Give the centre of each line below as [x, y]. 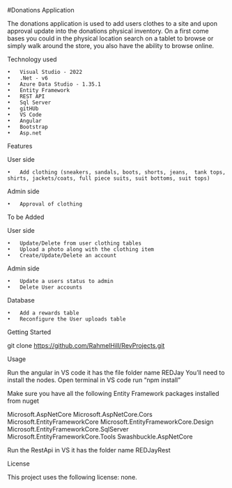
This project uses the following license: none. [72, 477]
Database [21, 300]
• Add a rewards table [43, 313]
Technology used [32, 59]
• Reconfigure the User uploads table [67, 319]
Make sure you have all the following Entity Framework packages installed [113, 394]
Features [20, 146]
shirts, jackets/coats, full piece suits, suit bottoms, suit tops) [109, 178]
